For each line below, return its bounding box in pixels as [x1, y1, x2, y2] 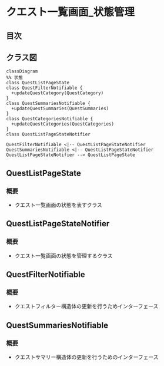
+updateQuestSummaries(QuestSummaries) [11, 105, 109, 112]
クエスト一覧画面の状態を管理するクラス [14, 252, 113, 259]
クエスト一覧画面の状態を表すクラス [14, 202, 103, 209]
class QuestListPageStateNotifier [6, 131, 91, 137]
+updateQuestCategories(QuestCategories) [11, 121, 115, 127]
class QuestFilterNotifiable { [6, 85, 83, 91]
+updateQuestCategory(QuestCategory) [11, 90, 104, 96]
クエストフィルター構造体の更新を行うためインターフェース [14, 303, 159, 310]
